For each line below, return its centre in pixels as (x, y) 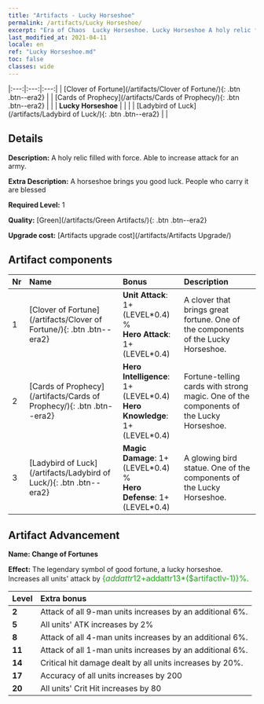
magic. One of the (216, 396)
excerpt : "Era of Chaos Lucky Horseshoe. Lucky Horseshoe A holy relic (130, 30)
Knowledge (145, 416)
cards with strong (216, 387)
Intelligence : (147, 376)
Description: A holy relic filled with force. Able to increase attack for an (124, 157)
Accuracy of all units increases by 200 (111, 676)
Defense (139, 497)
